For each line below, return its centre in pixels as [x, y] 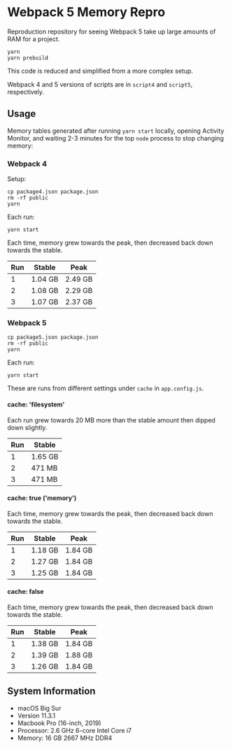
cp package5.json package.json [53, 337]
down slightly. [27, 427]
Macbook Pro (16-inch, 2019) [59, 723]
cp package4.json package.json [53, 192]
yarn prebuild [28, 58]
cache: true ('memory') [42, 498]
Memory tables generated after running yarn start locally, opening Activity [116, 131]
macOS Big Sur [39, 708]
